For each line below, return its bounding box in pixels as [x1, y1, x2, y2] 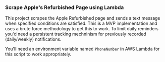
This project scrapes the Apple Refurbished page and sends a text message [5, 15, 161, 21]
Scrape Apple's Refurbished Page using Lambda [5, 4, 124, 11]
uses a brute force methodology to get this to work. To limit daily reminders [5, 26, 159, 32]
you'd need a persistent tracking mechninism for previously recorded [5, 31, 146, 37]
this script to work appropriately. [5, 51, 72, 57]
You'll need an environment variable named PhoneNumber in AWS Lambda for [5, 46, 160, 52]
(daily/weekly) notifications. [5, 36, 62, 42]
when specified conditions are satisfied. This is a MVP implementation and [5, 20, 158, 26]
